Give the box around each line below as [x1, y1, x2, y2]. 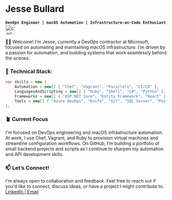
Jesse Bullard [5, 3, 64, 15]
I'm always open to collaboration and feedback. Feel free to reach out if [5, 178, 156, 184]
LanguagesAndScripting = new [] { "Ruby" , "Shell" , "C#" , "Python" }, [14, 89, 166, 94]
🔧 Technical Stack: [5, 68, 53, 75]
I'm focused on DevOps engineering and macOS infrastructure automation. [5, 129, 163, 135]
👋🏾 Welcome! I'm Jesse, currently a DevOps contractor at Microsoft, [5, 38, 149, 45]
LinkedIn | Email [5, 189, 39, 195]
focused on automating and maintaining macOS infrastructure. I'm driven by [5, 44, 165, 50]
